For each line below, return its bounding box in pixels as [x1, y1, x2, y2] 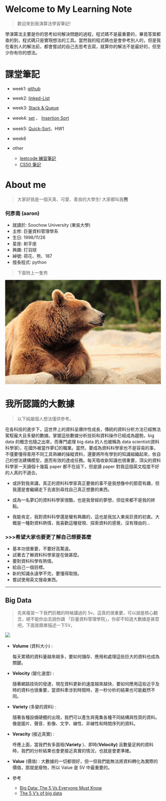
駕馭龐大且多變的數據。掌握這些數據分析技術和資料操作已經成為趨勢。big [5, 432, 155, 438]
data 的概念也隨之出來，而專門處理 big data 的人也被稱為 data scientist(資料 [5, 439, 160, 445]
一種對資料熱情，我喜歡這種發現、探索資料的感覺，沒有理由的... [21, 520, 151, 526]
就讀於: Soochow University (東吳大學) [12, 222, 91, 228]
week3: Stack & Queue [12, 105, 59, 111]
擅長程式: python [12, 259, 47, 265]
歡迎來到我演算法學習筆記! [17, 20, 71, 26]
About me [5, 180, 46, 190]
